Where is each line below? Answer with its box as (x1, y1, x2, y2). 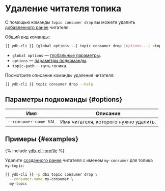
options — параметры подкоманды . (12, 57, 87, 63)
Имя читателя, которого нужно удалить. (60, 118, 156, 125)
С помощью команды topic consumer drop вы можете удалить (5, 19, 136, 25)
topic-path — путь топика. (12, 62, 68, 69)
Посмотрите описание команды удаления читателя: (5, 72, 114, 78)
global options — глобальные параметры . (12, 52, 102, 58)
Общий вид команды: (5, 34, 50, 40)
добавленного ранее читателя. (5, 24, 70, 30)
